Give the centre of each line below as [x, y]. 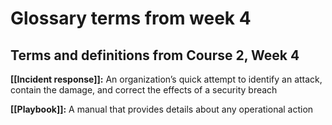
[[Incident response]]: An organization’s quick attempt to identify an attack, [166, 79]
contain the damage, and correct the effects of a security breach [144, 90]
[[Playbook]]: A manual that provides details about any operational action [162, 109]
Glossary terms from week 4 [131, 18]
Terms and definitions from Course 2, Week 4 [155, 55]
